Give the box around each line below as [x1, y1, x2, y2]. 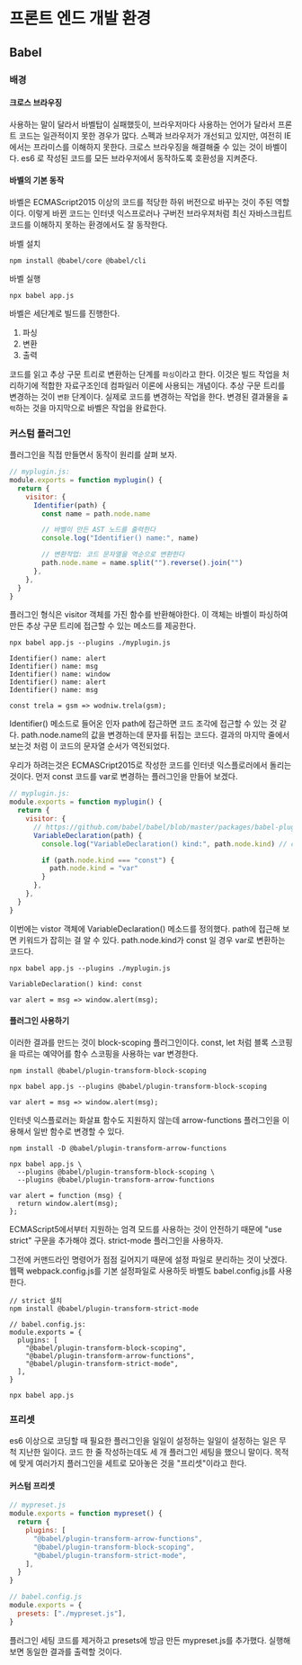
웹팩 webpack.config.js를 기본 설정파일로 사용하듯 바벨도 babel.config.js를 [9, 1265, 276, 1276]
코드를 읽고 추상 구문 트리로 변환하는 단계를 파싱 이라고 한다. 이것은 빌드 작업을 [9, 368, 280, 379]
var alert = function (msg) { [9, 1191, 123, 1200]
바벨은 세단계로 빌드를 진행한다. [9, 308, 120, 319]
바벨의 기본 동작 [9, 175, 65, 185]
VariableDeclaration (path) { [32, 831, 143, 840]
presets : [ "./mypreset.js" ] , [17, 1608, 127, 1618]
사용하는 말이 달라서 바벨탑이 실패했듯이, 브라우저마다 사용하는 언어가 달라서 [9, 119, 276, 130]
